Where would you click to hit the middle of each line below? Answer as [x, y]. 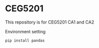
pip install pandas [25, 40]
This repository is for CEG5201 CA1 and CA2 [50, 22]
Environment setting [25, 31]
